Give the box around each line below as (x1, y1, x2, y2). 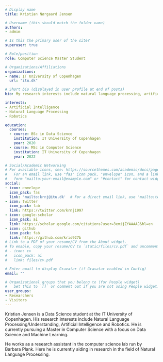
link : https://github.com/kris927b (9, 235, 81, 240)
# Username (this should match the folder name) (5, 20, 105, 25)
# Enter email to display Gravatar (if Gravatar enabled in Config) (5, 266, 147, 271)
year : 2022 (14, 154, 36, 159)
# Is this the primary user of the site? (5, 38, 90, 43)
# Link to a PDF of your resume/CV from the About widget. (5, 240, 127, 245)
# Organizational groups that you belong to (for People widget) (5, 280, 140, 284)
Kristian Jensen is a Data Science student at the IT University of (5, 311, 132, 317)
